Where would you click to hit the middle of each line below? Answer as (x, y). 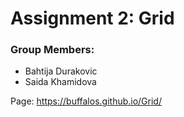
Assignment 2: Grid (92, 18)
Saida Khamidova (60, 82)
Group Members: (52, 50)
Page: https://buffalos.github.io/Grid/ (86, 101)
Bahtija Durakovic (61, 71)
